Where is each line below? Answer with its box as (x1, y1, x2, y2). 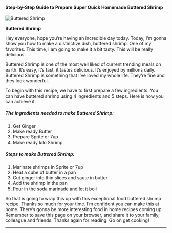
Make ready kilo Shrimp (12, 139, 63, 146)
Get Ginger (12, 123, 36, 129)
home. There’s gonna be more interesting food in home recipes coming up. (5, 206, 163, 213)
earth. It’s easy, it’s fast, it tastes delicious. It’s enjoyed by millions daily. (5, 67, 156, 73)
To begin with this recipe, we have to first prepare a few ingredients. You (5, 87, 159, 94)
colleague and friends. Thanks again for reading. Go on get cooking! (5, 217, 149, 223)
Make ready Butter (12, 128, 52, 135)
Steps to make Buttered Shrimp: (5, 151, 75, 157)
